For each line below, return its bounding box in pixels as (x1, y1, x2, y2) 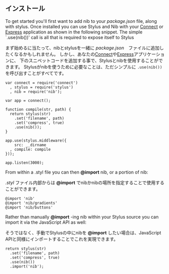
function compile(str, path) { (5, 107, 71, 112)
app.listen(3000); (5, 160, 44, 165)
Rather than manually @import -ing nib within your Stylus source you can (5, 214, 159, 220)
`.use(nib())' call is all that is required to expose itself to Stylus (5, 34, 134, 40)
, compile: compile (10, 147, 51, 152)
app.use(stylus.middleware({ (5, 138, 67, 143)
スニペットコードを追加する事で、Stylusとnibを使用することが (28, 57, 159, 63)
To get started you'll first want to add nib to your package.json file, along (5, 18, 157, 24)
